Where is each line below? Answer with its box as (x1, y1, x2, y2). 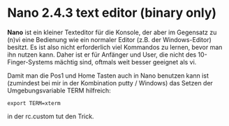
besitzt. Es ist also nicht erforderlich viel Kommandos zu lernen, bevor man (7, 43, 223, 51)
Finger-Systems (7, 57, 54, 66)
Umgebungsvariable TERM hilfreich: (7, 86, 112, 94)
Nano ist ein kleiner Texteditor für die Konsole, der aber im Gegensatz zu (7, 28, 217, 36)
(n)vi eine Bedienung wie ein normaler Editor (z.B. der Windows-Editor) (7, 35, 212, 43)
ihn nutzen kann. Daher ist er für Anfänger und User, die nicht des (7, 50, 197, 59)
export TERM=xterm (7, 99, 61, 106)
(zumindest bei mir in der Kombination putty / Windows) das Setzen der (7, 78, 213, 87)
